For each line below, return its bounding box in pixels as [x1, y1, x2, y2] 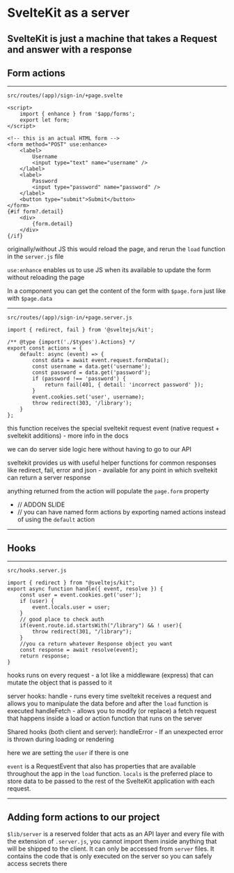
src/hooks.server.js [7, 567, 68, 574]
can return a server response [7, 473, 91, 482]
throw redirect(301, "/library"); [32, 628, 132, 636]
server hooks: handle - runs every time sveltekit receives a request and [7, 692, 212, 701]
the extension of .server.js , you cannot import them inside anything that [7, 837, 217, 846]
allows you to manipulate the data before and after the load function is [7, 699, 209, 708]
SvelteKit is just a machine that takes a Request [7, 33, 217, 45]
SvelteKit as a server [7, 5, 130, 21]
